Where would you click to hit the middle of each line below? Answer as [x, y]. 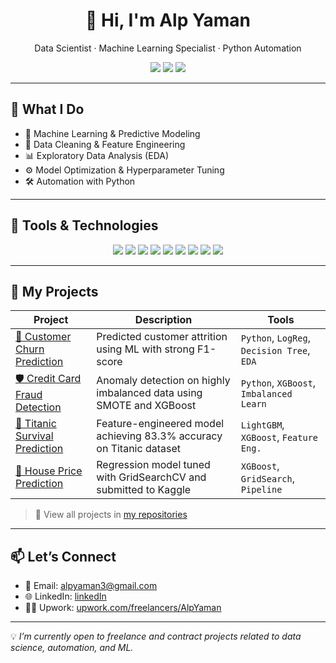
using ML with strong [145, 349]
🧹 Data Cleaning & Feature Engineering [105, 144]
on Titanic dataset [138, 449]
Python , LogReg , [275, 338]
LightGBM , [262, 425]
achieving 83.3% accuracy [159, 436]
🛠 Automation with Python [80, 181]
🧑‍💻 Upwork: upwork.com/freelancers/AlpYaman [123, 608]
